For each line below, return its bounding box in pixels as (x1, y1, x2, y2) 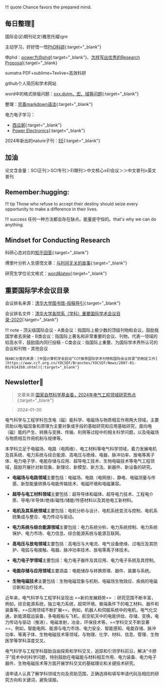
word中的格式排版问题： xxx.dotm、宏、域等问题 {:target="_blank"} (5, 91, 139, 97)
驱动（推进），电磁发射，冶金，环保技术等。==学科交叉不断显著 (21, 619, 150, 625)
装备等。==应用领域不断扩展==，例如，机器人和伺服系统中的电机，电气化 (5, 607, 154, 612)
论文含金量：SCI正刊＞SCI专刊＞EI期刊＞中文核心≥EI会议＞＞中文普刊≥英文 (5, 167, 156, 173)
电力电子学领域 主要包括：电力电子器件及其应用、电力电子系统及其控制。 (12, 557, 158, 563)
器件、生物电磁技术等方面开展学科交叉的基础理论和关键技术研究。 (5, 660, 138, 666)
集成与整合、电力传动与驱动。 (16, 513, 77, 519)
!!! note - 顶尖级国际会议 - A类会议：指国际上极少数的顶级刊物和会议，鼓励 (5, 327, 155, 333)
